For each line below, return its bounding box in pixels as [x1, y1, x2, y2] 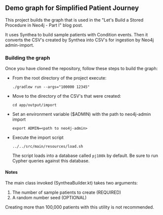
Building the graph [5, 54, 50, 61]
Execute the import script [12, 134, 64, 140]
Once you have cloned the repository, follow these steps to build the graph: [5, 66, 158, 72]
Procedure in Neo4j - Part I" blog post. [5, 22, 83, 28]
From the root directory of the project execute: [12, 75, 107, 81]
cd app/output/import [12, 103, 57, 107]
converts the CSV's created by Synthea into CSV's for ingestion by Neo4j [5, 37, 154, 43]
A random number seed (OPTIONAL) [12, 195, 87, 201]
